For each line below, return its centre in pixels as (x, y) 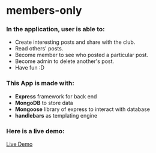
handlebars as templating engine (56, 115)
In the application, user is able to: (55, 29)
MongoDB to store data (44, 103)
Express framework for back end (56, 96)
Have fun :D (30, 68)
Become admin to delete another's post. (64, 61)
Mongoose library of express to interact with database (82, 109)
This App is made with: (40, 83)
